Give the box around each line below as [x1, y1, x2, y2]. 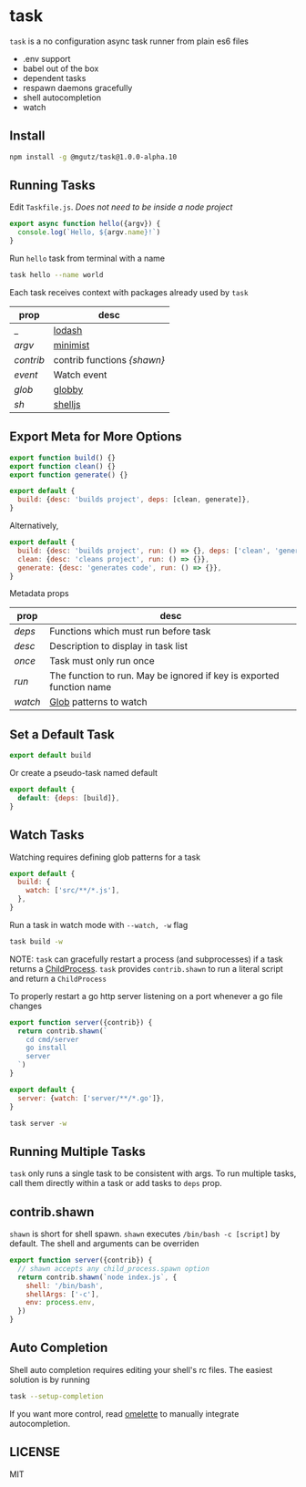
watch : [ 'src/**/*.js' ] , [25, 886, 120, 895]
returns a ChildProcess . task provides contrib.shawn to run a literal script [9, 963, 284, 974]
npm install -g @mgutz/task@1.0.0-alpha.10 [9, 152, 178, 161]
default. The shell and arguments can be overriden [9, 1238, 199, 1249]
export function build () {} [9, 453, 117, 462]
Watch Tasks [9, 827, 85, 843]
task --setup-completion [9, 1391, 104, 1400]
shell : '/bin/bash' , [25, 1281, 104, 1290]
